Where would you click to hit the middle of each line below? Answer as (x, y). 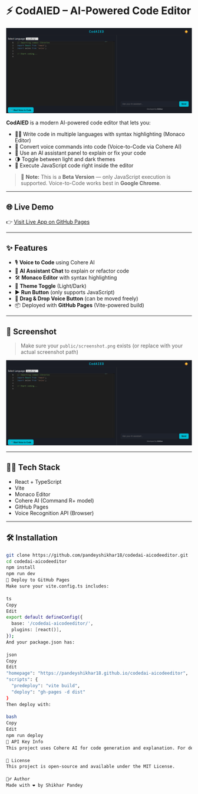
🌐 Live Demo (30, 207)
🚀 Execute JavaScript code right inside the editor (74, 165)
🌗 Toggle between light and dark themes (65, 159)
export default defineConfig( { (44, 617)
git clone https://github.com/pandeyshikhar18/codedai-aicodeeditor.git (97, 555)
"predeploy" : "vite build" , (46, 686)
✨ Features (27, 248)
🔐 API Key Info (25, 741)
